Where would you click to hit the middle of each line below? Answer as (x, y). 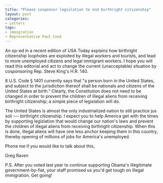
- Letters (15, 23)
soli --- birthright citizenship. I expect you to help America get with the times (82, 116)
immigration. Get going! (29, 175)
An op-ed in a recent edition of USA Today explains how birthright (71, 50)
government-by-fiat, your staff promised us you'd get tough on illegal (74, 170)
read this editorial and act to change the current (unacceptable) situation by (81, 66)
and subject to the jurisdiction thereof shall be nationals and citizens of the (80, 86)
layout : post (18, 14)
